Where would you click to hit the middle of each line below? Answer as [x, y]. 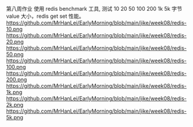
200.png [17, 80]
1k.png [14, 92]
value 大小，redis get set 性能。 [45, 16]
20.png [15, 42]
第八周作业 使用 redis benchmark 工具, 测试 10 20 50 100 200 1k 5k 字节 [94, 9]
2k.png [15, 105]
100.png [16, 67]
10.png [14, 29]
